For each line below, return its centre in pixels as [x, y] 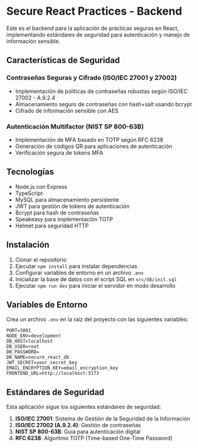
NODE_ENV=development [34, 336]
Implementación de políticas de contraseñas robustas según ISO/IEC [101, 91]
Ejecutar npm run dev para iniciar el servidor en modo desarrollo [95, 285]
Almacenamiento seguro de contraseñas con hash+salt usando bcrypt [103, 104]
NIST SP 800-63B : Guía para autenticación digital [78, 431]
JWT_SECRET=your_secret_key [42, 363]
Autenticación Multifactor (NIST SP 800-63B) [75, 127]
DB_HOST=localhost [30, 341]
